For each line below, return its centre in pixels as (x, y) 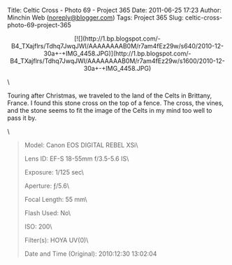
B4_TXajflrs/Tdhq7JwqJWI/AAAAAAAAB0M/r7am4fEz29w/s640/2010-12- (117, 46)
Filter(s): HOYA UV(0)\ (56, 240)
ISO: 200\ (38, 226)
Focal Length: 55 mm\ (56, 199)
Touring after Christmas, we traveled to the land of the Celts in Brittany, (109, 95)
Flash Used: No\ (48, 213)
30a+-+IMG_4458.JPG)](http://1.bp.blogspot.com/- (117, 53)
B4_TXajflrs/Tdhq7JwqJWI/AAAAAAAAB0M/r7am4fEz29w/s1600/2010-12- (117, 61)
